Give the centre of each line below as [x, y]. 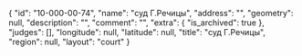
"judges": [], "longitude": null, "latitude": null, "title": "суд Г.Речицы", [137, 32]
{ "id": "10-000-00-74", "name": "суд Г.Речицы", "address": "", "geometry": [151, 13]
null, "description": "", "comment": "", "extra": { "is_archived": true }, [137, 23]
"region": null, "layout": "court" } [69, 42]
